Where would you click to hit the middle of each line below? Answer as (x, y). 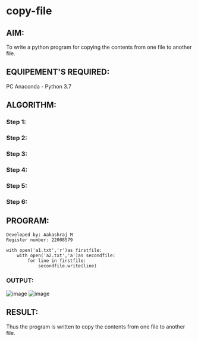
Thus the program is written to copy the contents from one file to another (96, 326)
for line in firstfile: (57, 261)
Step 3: (17, 154)
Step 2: (17, 138)
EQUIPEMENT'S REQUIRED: (58, 72)
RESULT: (22, 312)
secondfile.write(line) (67, 266)
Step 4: (17, 169)
